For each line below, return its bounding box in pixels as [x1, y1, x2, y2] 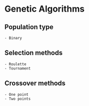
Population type [4, 23, 54, 31]
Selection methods [4, 49, 63, 57]
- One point [4, 92, 29, 97]
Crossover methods [4, 79, 66, 88]
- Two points [4, 96, 31, 101]
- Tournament [4, 66, 31, 71]
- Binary [4, 35, 22, 40]
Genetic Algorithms [4, 3, 85, 15]
